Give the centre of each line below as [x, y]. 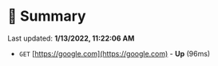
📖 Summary [47, 16]
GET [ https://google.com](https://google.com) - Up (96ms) [115, 53]
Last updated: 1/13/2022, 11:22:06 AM [71, 38]
